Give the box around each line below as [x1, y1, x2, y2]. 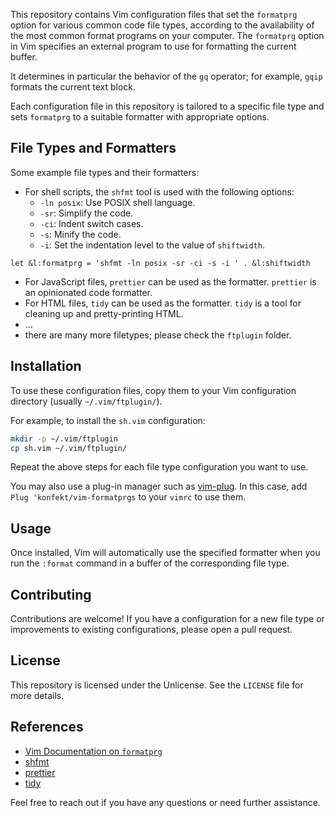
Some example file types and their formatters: [10, 166, 200, 178]
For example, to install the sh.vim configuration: [10, 414, 206, 426]
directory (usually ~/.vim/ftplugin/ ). [10, 395, 163, 407]
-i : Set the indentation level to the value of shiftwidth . [39, 239, 265, 251]
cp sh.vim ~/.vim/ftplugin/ [10, 443, 128, 453]
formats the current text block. [10, 81, 137, 93]
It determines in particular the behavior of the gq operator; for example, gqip [10, 70, 323, 82]
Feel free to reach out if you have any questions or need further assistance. [10, 796, 321, 808]
